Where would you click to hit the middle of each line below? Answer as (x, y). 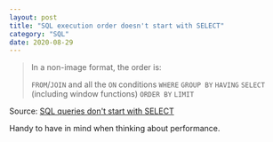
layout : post (33, 17)
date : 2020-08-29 (41, 42)
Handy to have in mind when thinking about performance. (115, 129)
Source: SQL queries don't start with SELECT (92, 111)
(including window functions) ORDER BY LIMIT (112, 94)
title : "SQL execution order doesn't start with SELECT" (117, 26)
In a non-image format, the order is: (96, 67)
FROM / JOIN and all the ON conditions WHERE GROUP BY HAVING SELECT (148, 84)
